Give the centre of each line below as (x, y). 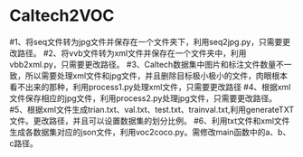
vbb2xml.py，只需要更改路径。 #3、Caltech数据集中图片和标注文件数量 (143, 64)
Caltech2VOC (62, 16)
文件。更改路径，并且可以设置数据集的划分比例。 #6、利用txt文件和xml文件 (150, 120)
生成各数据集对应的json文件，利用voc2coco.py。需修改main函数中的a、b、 (150, 132)
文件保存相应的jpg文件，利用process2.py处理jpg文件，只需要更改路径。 (143, 98)
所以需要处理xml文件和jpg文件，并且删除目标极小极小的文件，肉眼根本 (156, 75)
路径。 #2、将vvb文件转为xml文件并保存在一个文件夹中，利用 (132, 53)
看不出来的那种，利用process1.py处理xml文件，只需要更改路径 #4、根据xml (150, 87)
